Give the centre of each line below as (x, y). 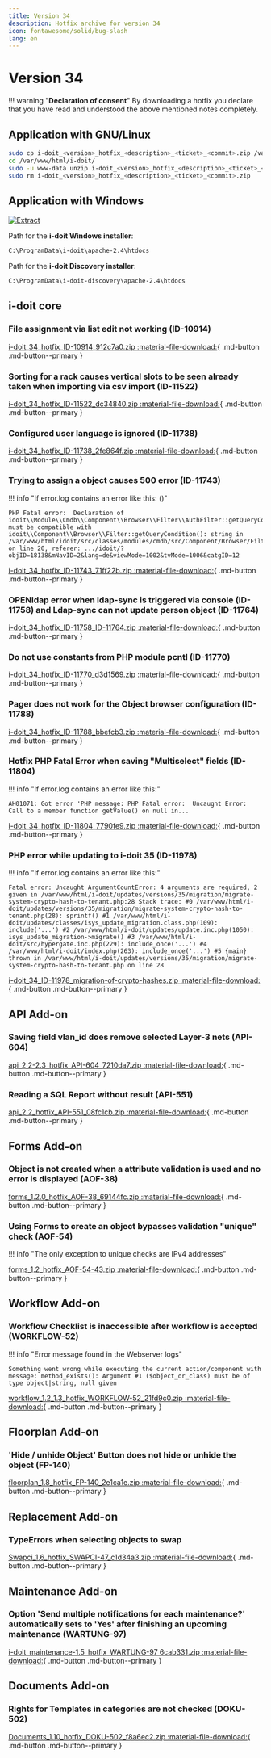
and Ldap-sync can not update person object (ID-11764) (148, 610)
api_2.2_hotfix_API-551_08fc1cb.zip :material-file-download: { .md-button (129, 1112)
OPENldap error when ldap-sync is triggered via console (121, 600)
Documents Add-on (59, 1686)
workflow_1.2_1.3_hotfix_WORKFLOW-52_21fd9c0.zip (96, 1398)
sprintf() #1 (88, 916)
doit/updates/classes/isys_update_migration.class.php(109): (113, 923)
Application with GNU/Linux (79, 134)
